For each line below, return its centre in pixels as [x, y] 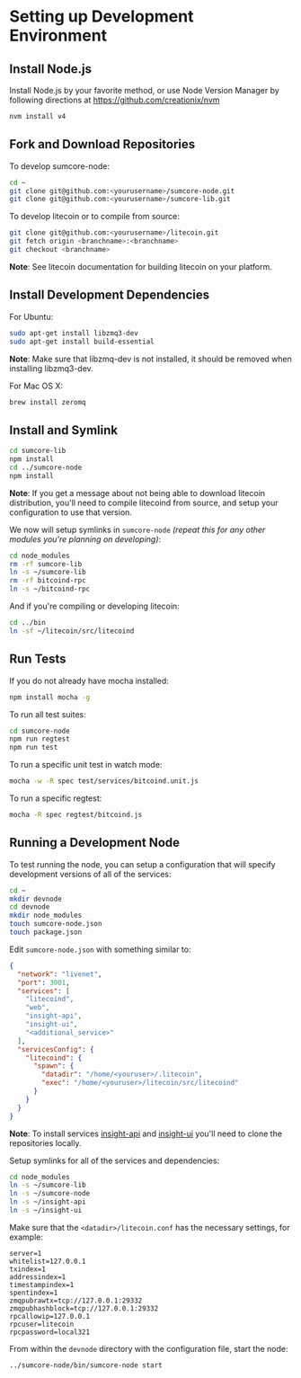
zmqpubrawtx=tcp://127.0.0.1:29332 [76, 1301]
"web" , [38, 1008]
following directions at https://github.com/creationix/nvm [115, 100]
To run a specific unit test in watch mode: [86, 765]
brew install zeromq [48, 402]
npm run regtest [40, 739]
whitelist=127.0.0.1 [48, 1261]
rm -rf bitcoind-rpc [48, 581]
